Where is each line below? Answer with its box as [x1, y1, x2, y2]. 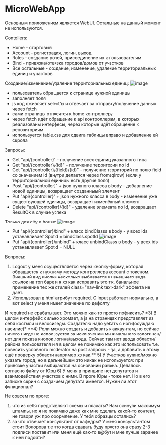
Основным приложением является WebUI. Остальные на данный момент [5, 20, 161, 26]
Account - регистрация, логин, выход [12, 50, 92, 56]
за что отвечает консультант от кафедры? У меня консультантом [12, 418, 150, 424]
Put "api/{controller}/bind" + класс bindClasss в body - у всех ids [12, 228, 148, 234]
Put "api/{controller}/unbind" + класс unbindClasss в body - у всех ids [12, 239, 158, 245]
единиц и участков [12, 70, 53, 76]
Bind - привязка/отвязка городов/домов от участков [12, 60, 124, 66]
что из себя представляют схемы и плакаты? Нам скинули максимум [12, 402, 160, 408]
